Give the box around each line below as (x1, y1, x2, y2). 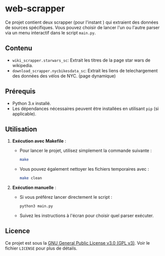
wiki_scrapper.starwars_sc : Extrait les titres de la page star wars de (12, 57, 151, 63)
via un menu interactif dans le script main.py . (5, 30, 96, 36)
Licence (5, 227, 31, 235)
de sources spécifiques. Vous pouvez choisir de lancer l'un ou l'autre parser (5, 24, 160, 30)
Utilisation (5, 125, 37, 133)
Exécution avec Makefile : (12, 138, 66, 144)
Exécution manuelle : (12, 184, 57, 190)
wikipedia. (12, 62, 33, 68)
